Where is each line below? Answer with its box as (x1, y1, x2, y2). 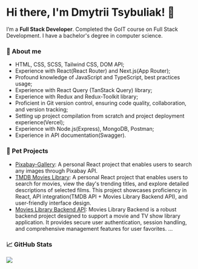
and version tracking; (15, 106, 68, 113)
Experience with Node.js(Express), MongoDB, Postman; (15, 125, 154, 133)
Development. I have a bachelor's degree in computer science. (6, 32, 163, 39)
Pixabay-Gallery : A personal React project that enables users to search (15, 161, 192, 168)
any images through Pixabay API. (15, 167, 98, 174)
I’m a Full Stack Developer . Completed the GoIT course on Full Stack (6, 25, 179, 33)
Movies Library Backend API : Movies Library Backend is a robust (15, 205, 177, 213)
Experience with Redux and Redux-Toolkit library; (15, 93, 138, 101)
